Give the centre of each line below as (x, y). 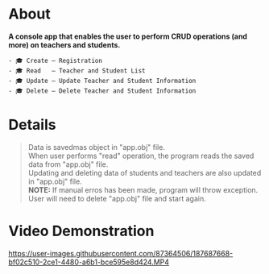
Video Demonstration (81, 231)
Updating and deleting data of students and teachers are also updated (145, 172)
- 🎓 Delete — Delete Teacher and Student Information (102, 91)
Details (32, 125)
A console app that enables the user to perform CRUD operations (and (128, 36)
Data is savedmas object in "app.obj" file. (96, 147)
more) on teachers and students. (64, 44)
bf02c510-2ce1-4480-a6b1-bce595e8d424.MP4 (89, 262)
